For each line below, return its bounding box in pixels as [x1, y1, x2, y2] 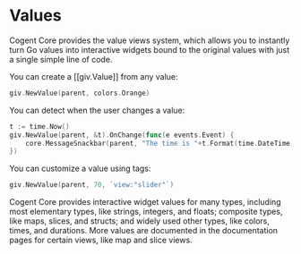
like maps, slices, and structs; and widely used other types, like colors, [9, 216, 271, 226]
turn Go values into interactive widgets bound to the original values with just [9, 44, 290, 55]
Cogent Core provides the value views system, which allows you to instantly [9, 35, 290, 46]
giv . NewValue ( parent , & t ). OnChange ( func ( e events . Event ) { [9, 131, 235, 140]
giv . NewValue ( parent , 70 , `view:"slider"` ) [9, 181, 175, 190]
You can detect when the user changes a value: [9, 105, 185, 115]
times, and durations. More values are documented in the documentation [9, 225, 279, 236]
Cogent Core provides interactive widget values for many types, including [9, 197, 281, 207]
